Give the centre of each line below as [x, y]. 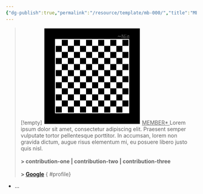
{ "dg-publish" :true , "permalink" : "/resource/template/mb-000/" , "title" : [98, 13]
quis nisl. [32, 148]
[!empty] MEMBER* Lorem [103, 122]
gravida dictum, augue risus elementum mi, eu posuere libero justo [104, 142]
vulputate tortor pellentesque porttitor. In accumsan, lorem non [99, 135]
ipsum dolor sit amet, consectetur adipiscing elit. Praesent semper [103, 129]
